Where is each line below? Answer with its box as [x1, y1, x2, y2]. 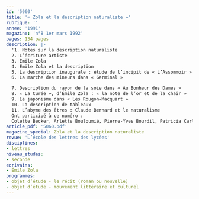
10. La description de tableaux [11, 102, 92, 107]
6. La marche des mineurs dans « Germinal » [11, 74, 123, 80]
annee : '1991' [6, 25, 41, 31]
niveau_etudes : [6, 151, 44, 157]
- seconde [6, 156, 31, 162]
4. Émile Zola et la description [11, 63, 94, 70]
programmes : [6, 173, 36, 179]
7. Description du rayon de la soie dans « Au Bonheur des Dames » [11, 85, 182, 92]
